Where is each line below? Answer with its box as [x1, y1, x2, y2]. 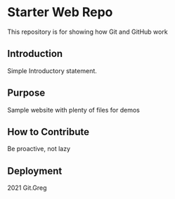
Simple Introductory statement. [7, 66, 97, 75]
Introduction [7, 48, 63, 60]
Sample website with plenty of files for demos [7, 105, 141, 114]
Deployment [7, 165, 63, 176]
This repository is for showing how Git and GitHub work [7, 27, 168, 36]
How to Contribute [7, 126, 90, 138]
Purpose [7, 87, 46, 99]
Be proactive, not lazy [7, 145, 70, 153]
